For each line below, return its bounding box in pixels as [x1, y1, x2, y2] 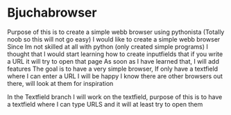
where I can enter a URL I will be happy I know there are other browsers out [7, 71, 223, 80]
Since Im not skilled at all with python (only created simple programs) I [7, 42, 208, 51]
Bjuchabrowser [7, 5, 97, 21]
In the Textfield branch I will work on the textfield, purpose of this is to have [7, 92, 223, 101]
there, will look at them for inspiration [7, 79, 114, 87]
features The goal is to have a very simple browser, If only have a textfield [7, 64, 219, 73]
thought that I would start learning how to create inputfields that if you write [7, 50, 223, 58]
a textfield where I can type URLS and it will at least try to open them [7, 100, 203, 108]
